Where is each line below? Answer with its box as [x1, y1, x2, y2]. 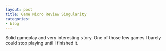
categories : [5, 16, 30, 21]
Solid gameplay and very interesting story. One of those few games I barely [5, 35, 161, 41]
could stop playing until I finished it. [5, 40, 79, 46]
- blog [5, 21, 19, 26]
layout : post [5, 7, 33, 12]
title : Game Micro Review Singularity [5, 12, 87, 17]
